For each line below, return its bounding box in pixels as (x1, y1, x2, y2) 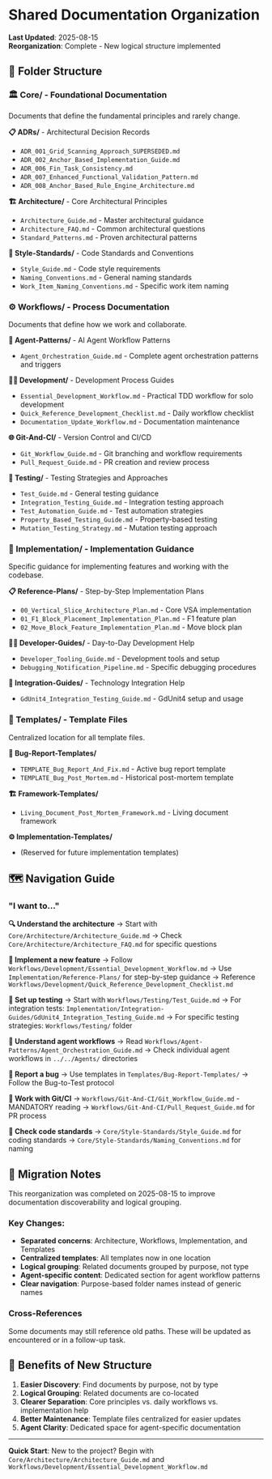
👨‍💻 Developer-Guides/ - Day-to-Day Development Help (8, 638, 195, 648)
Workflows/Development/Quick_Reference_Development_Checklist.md (8, 981, 233, 989)
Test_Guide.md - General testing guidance (19, 488, 159, 498)
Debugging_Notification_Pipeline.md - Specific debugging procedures (19, 663, 257, 672)
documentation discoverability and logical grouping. (8, 1197, 182, 1208)
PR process (8, 1111, 47, 1121)
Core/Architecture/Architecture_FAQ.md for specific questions (8, 940, 217, 949)
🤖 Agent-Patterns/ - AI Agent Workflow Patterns (8, 335, 171, 345)
